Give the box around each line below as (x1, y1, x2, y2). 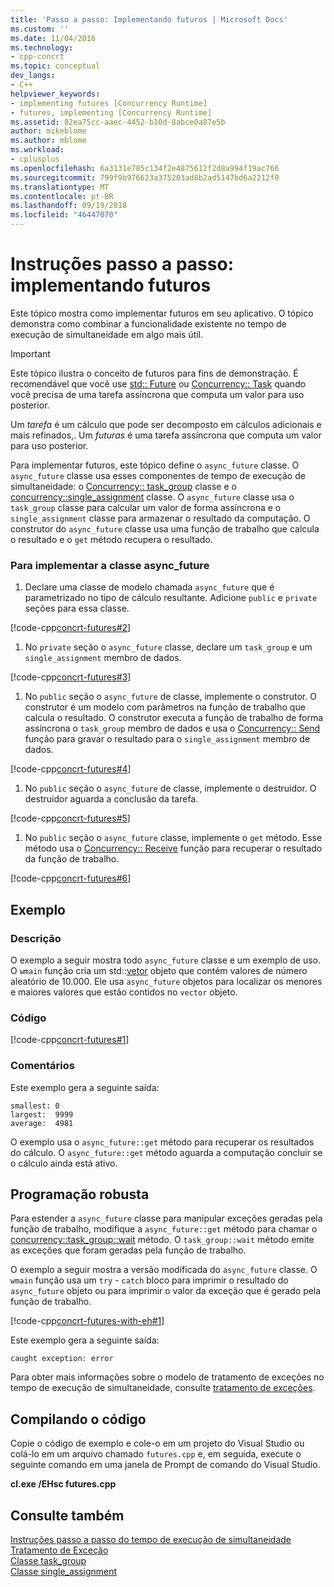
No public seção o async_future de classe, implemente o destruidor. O (24, 782, 317, 795)
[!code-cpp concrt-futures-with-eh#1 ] (10, 1315, 165, 1327)
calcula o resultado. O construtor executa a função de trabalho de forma (24, 712, 324, 724)
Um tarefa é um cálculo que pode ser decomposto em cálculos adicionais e (10, 418, 322, 430)
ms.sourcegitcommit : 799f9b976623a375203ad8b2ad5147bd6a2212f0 (10, 172, 280, 183)
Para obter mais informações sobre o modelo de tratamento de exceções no (10, 1371, 325, 1383)
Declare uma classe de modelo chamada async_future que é (24, 581, 275, 593)
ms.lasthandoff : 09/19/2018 (10, 201, 128, 211)
